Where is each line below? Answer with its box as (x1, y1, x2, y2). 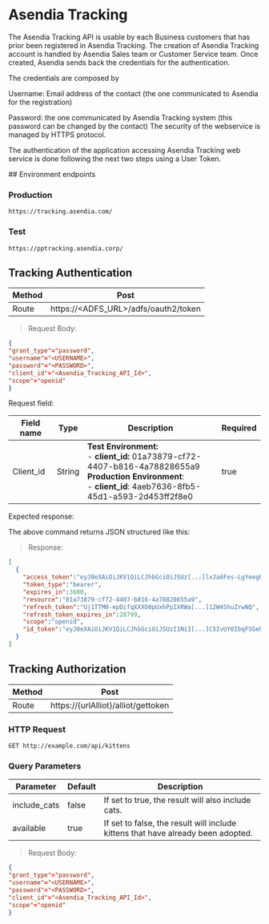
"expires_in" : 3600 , (22, 587, 88, 596)
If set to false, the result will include (103, 817, 237, 829)
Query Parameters (8, 761, 82, 771)
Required (221, 422, 257, 434)
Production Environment (86, 471, 183, 482)
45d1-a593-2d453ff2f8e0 (86, 491, 194, 502)
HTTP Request (8, 724, 66, 735)
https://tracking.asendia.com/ (8, 208, 113, 216)
